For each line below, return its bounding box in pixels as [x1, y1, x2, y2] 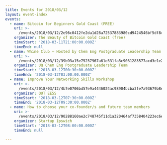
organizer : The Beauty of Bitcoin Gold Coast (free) [14, 35, 126, 40]
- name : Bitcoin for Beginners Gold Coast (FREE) [9, 21, 114, 26]
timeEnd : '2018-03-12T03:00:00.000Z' [14, 72, 92, 77]
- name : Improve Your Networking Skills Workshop [9, 77, 114, 82]
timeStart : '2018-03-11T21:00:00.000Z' [14, 40, 97, 45]
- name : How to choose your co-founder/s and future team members [9, 105, 150, 110]
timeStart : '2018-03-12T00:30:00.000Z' [14, 68, 97, 73]
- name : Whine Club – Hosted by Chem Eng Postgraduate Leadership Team [9, 49, 162, 54]
